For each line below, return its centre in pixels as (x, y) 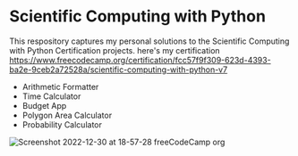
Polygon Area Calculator (67, 115)
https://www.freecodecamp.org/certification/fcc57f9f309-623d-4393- (140, 60)
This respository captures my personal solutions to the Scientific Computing (149, 41)
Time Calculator (51, 96)
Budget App (44, 105)
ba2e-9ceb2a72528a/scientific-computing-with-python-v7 (119, 70)
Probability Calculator (62, 124)
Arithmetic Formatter (60, 86)
